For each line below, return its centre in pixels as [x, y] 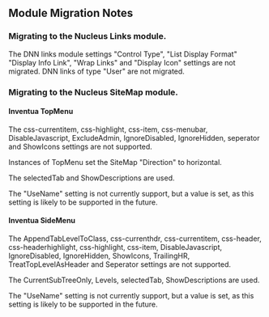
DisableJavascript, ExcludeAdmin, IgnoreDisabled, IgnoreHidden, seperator [134, 137]
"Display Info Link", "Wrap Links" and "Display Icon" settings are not [122, 62]
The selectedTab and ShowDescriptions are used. [92, 178]
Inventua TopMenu [41, 112]
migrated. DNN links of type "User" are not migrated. [96, 71]
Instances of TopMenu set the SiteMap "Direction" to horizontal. [115, 162]
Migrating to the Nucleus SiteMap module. [93, 92]
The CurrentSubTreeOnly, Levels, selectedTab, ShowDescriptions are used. [134, 280]
